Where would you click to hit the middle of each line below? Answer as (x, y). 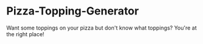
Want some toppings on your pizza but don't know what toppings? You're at (101, 28)
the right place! (25, 34)
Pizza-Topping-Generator (73, 11)
